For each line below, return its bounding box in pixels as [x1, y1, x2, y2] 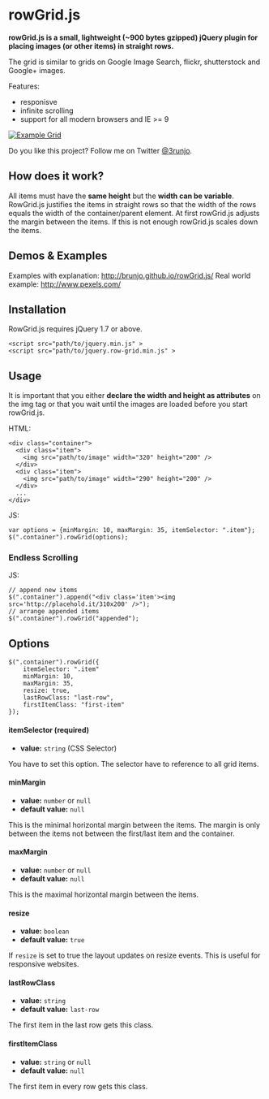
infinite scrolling [19, 106, 75, 115]
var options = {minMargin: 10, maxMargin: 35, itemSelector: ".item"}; [8, 526, 255, 534]
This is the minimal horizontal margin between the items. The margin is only [8, 820, 261, 829]
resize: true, [23, 686, 70, 695]
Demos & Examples [8, 249, 108, 263]
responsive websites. [8, 959, 79, 969]
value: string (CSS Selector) [19, 743, 117, 753]
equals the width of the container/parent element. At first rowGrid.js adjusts [8, 208, 260, 218]
